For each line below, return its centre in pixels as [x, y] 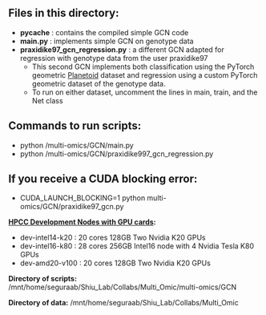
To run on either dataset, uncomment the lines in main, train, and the [145, 92]
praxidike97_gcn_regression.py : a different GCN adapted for [122, 49]
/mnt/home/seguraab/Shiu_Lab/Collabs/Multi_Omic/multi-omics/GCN [123, 287]
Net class [47, 100]
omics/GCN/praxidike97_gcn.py [72, 207]
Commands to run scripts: [75, 126]
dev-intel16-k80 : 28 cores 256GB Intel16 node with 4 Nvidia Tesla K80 [137, 246]
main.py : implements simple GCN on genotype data [107, 41]
